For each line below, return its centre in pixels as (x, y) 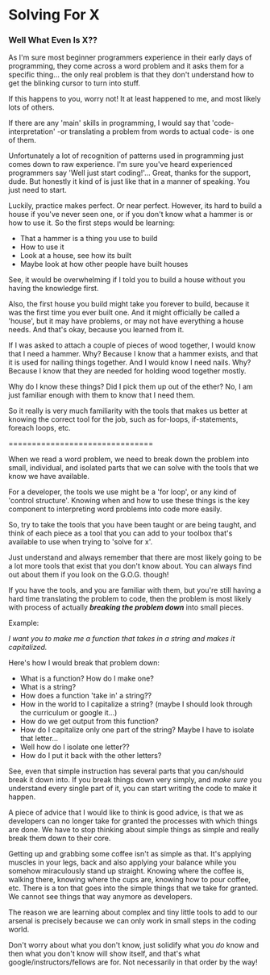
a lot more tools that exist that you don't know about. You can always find (130, 566)
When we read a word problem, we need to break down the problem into (129, 459)
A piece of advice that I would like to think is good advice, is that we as (126, 813)
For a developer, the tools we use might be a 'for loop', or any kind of (123, 492)
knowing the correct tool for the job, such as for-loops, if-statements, (123, 419)
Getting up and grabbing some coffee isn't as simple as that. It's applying (130, 854)
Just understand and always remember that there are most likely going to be (135, 557)
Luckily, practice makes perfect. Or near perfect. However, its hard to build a (135, 206)
